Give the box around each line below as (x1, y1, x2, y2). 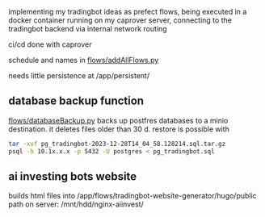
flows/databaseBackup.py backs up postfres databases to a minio (8, 115, 229, 125)
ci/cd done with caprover (8, 40, 92, 49)
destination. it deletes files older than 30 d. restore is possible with (8, 124, 230, 134)
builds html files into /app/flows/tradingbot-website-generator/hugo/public (8, 191, 257, 201)
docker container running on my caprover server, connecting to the (8, 15, 233, 25)
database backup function (8, 94, 144, 108)
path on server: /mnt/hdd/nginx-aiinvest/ (8, 199, 144, 209)
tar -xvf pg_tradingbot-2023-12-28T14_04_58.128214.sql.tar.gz (8, 140, 226, 148)
